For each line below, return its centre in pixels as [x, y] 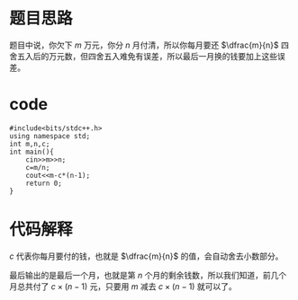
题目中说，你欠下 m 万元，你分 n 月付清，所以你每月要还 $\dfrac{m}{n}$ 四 [149, 45]
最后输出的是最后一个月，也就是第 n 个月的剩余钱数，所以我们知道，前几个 [148, 275]
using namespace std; [50, 136]
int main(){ [32, 152]
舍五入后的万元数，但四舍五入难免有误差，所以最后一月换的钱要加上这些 [143, 56]
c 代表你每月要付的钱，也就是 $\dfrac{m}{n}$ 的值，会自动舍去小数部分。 [146, 256]
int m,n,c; [30, 144]
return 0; [44, 183]
